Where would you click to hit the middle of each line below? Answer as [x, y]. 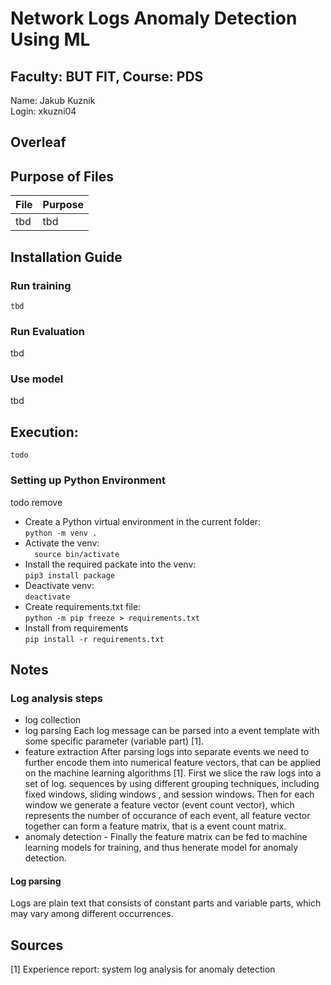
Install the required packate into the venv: [110, 564]
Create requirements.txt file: [83, 606]
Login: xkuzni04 [43, 111]
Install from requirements [76, 628]
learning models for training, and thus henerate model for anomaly [161, 848]
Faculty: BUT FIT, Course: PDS [107, 76]
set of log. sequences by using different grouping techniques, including [172, 784]
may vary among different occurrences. [92, 914]
